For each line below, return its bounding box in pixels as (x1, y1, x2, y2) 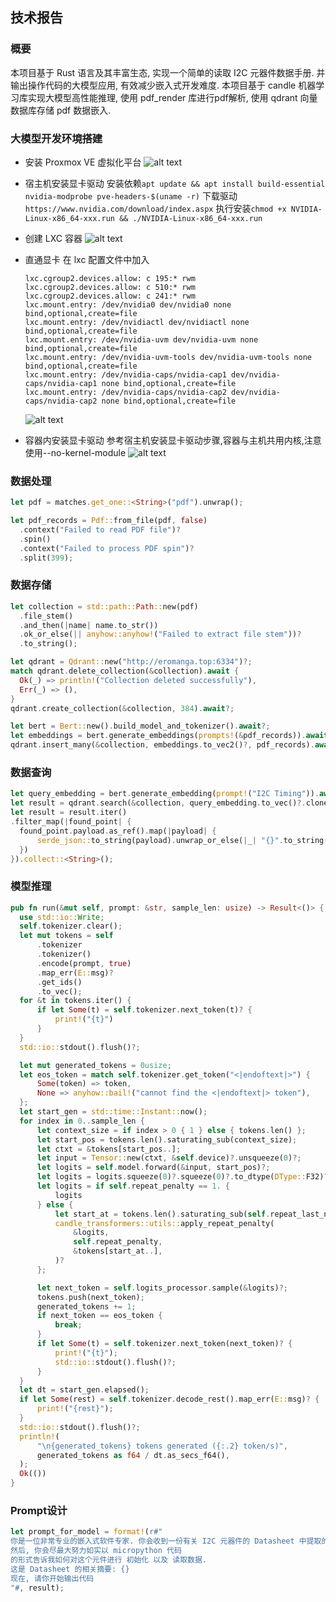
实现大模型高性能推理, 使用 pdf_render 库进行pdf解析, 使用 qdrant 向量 (27, 91, 318, 103)
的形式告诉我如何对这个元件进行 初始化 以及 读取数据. (10, 1554, 208, 1565)
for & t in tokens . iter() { (19, 996, 132, 1006)
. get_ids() (36, 977, 83, 987)
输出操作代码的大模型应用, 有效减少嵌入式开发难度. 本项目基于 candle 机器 (10, 79, 317, 91)
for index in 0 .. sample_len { (19, 1116, 145, 1126)
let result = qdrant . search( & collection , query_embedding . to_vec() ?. (10, 798, 307, 808)
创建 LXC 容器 (24, 232, 83, 244)
